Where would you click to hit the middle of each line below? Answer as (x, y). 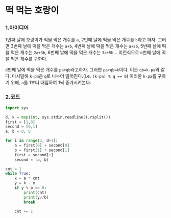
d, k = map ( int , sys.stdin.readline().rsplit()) (58, 117)
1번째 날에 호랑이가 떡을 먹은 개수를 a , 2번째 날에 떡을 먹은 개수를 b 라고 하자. (81, 40)
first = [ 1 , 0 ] (20, 122)
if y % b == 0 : (31, 188)
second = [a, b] (32, 160)
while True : (18, 174)
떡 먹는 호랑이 (32, 10)
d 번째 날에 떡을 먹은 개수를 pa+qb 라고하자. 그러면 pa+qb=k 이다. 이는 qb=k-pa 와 (82, 70)
